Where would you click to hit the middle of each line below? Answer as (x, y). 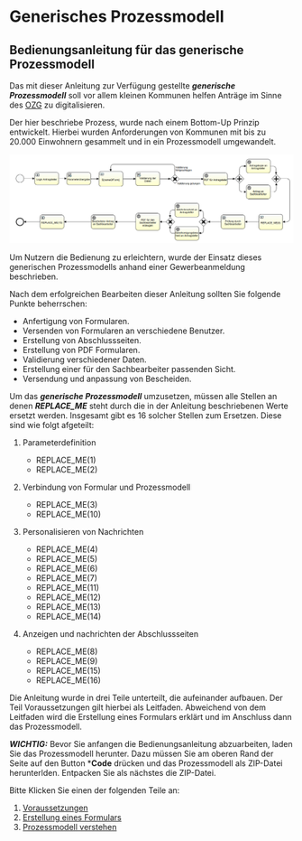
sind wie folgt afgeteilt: (52, 425)
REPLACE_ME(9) (67, 661)
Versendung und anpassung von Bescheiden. (107, 378)
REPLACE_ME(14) (69, 617)
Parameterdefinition (59, 443)
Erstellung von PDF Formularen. (81, 350)
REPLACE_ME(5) (67, 559)
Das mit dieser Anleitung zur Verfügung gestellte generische (123, 86)
